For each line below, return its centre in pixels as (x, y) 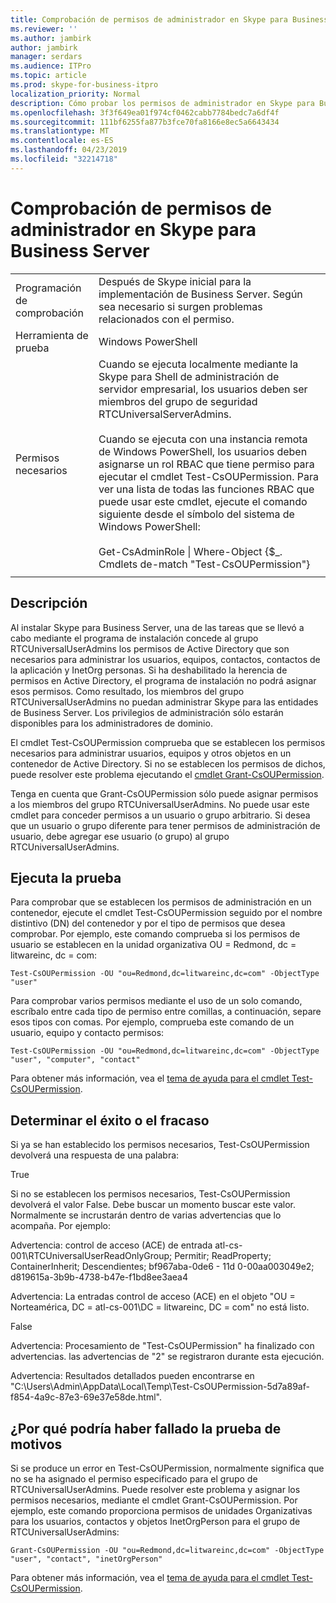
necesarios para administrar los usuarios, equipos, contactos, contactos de (165, 659)
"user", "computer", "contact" (75, 1060)
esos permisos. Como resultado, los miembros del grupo (127, 691)
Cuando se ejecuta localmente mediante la (198, 364)
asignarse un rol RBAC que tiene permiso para (206, 464)
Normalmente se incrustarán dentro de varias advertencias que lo (146, 1215)
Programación (48, 288)
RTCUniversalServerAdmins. (165, 414)
